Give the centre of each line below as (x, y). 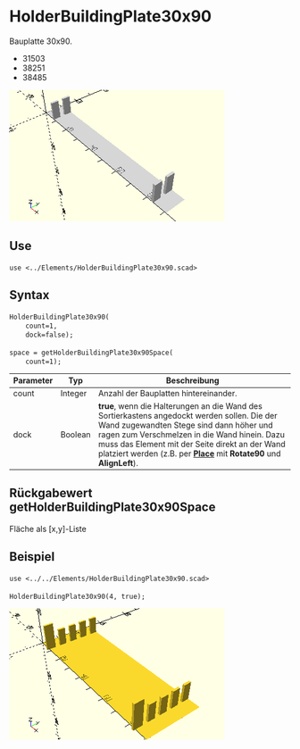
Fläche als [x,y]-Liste (48, 528)
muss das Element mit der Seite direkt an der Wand (192, 444)
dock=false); (50, 335)
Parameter (33, 380)
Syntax (29, 295)
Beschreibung (192, 380)
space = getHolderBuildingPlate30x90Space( (92, 353)
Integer (74, 394)
